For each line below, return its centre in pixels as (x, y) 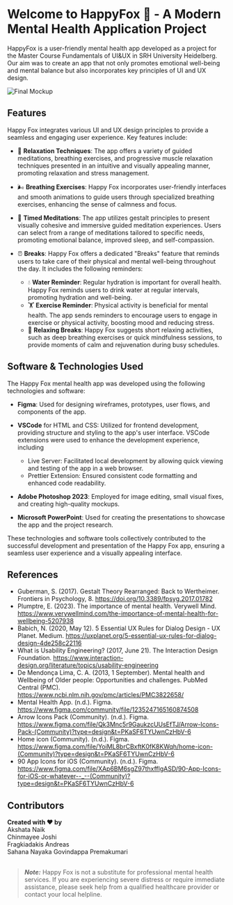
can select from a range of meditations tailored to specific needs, (111, 232)
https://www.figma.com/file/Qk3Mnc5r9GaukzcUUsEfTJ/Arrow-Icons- (118, 724)
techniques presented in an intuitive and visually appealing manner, (114, 166)
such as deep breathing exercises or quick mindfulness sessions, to (125, 337)
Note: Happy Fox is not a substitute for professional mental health (119, 872)
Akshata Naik (26, 830)
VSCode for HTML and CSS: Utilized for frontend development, (108, 425)
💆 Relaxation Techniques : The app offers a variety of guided (105, 151)
